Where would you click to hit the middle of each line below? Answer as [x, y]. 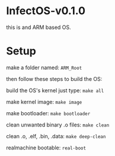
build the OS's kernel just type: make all [55, 90]
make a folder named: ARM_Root [44, 67]
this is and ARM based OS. [39, 27]
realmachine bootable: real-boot [46, 147]
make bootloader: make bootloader [48, 113]
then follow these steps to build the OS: [54, 79]
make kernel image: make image [44, 102]
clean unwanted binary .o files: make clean [58, 125]
